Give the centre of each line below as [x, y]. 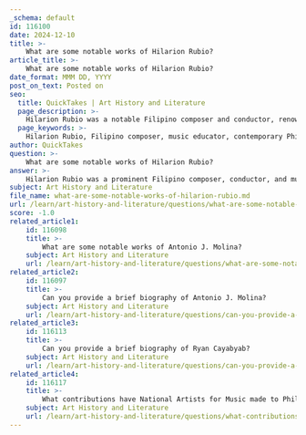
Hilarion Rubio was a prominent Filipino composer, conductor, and [156, 179]
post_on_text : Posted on [56, 86]
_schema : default [42, 18]
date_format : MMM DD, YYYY [61, 78]
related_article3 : [44, 323]
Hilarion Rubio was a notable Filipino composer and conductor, [150, 119]
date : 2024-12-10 [42, 35]
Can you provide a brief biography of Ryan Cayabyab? [146, 348]
